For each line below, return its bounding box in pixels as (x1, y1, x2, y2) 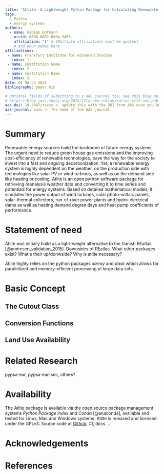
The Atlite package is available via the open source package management (5, 405, 154, 411)
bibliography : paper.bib (5, 84, 56, 90)
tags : (5, 12, 16, 17)
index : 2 (11, 67, 29, 72)
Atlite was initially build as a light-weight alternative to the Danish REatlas (5, 240, 152, 246)
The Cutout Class (5, 302, 60, 311)
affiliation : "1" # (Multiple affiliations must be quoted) (14, 39, 139, 44)
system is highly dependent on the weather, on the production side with (5, 165, 149, 171)
